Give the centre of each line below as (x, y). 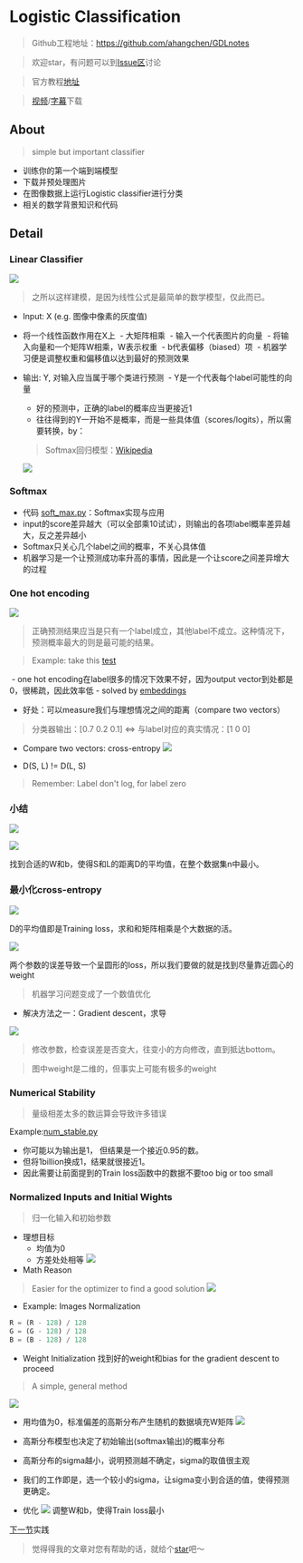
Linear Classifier (47, 259)
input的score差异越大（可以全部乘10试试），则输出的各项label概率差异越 (156, 523)
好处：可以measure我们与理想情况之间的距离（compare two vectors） (154, 710)
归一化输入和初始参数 (71, 1218)
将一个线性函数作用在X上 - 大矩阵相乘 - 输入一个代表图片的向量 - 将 (152, 336)
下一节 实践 (29, 1529)
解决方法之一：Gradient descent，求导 (95, 1012)
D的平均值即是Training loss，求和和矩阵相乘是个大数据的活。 (123, 928)
